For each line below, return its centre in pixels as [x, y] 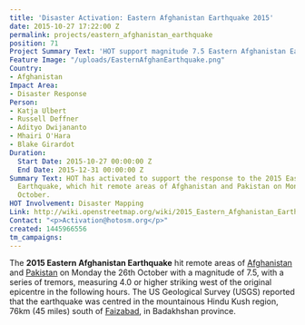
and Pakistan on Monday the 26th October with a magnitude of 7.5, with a [147, 272]
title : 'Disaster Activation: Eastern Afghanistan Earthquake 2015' [142, 18]
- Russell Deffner [44, 119]
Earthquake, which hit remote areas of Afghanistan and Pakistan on [150, 187]
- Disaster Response [49, 94]
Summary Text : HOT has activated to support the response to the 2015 [146, 178]
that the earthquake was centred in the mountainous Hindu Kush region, [144, 301]
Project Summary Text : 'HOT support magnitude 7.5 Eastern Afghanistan [148, 52]
